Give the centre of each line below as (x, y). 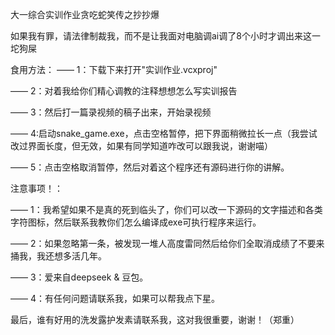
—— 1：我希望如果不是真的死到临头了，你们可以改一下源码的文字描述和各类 (166, 209)
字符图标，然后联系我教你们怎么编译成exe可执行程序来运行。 (136, 222)
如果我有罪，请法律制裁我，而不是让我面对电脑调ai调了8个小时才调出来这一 (165, 36)
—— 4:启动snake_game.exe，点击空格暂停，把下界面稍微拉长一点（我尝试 (164, 133)
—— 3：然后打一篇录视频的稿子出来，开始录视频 (111, 112)
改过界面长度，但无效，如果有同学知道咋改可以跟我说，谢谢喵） (141, 146)
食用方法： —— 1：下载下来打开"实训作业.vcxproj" (114, 69)
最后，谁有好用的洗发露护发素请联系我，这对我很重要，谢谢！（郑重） (155, 319)
